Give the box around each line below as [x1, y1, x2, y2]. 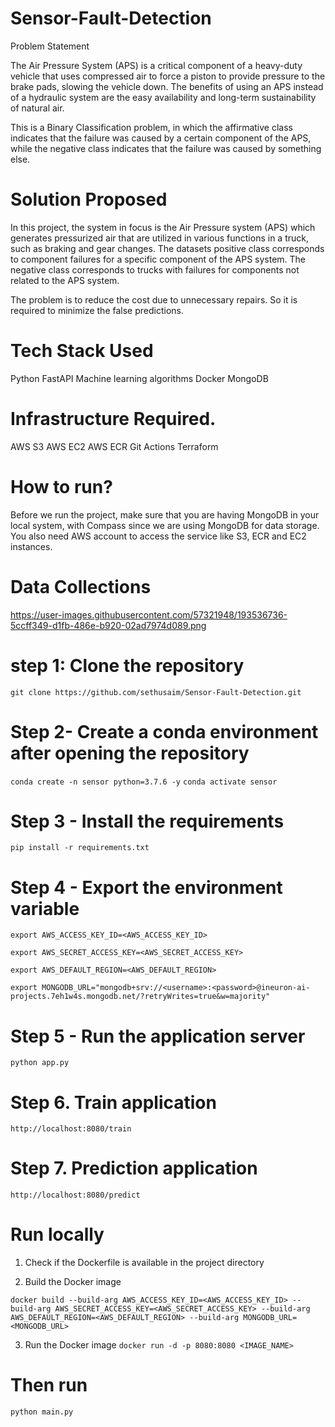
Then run [10, 1374, 88, 1397]
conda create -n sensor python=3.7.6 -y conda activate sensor [10, 777, 278, 787]
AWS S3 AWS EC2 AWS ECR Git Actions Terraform [10, 440, 219, 452]
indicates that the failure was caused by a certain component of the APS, [10, 132, 312, 144]
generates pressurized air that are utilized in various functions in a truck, [10, 232, 309, 244]
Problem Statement [10, 40, 90, 52]
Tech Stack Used [10, 340, 154, 362]
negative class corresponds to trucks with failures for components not [10, 263, 300, 276]
